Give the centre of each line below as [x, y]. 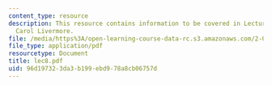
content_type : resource [49, 16]
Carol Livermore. [45, 31]
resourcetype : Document [49, 53]
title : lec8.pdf [36, 62]
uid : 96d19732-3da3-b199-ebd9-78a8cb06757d [83, 69]
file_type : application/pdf [56, 46]
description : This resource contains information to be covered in [125, 23]
